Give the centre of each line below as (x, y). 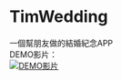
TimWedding (59, 17)
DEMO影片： (33, 54)
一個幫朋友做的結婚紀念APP (61, 43)
